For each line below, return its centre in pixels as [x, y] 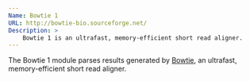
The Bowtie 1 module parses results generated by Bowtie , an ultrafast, [123, 60]
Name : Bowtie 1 [33, 15]
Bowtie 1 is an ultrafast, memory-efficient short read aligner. [133, 38]
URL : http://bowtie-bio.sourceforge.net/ [78, 23]
